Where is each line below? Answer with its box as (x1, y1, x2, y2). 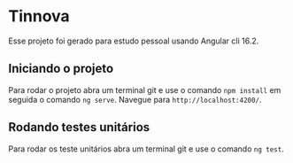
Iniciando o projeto (8, 61, 114, 76)
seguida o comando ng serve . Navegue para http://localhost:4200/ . (8, 94, 262, 105)
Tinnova (8, 6, 70, 27)
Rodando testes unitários (8, 120, 150, 135)
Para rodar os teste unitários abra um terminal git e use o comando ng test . (8, 144, 284, 154)
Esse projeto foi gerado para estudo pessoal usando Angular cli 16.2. (8, 35, 259, 46)
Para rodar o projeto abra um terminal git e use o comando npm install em (8, 84, 281, 95)
